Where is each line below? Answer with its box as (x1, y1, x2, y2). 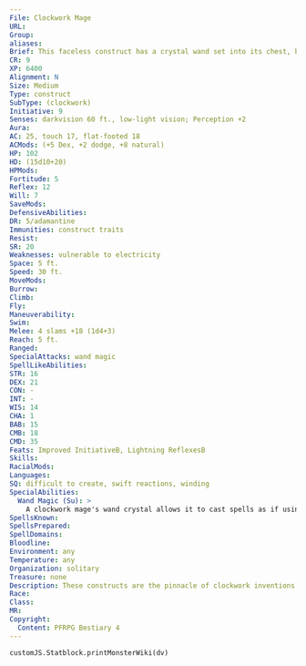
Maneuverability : (9, 310, 76, 319)
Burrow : (9, 284, 39, 293)
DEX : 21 (9, 377, 39, 387)
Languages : (9, 471, 51, 480)
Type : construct (9, 89, 71, 98)
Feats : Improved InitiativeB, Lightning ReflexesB (9, 446, 206, 455)
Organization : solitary (9, 564, 100, 573)
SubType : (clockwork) (9, 97, 92, 108)
